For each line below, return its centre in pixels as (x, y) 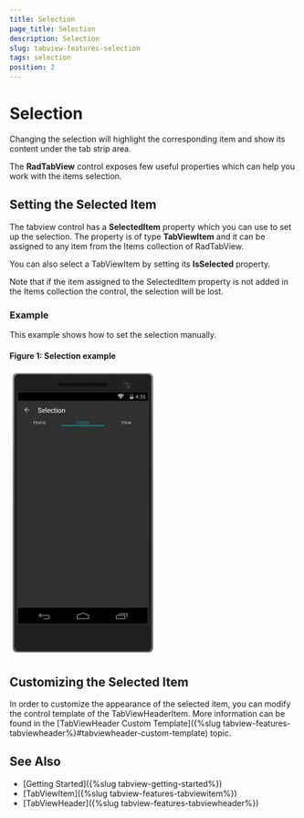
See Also (35, 762)
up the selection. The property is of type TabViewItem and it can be (137, 236)
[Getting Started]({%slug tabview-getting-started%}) (122, 783)
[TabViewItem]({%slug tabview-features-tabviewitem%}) (130, 793)
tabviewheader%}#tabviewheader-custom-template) (109, 733)
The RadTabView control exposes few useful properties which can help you (152, 166)
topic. (220, 733)
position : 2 (32, 68)
